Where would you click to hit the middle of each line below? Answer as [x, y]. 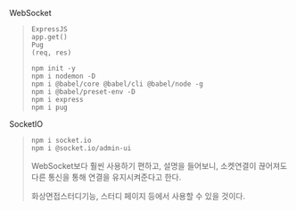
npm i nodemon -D [63, 76]
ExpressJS [49, 29]
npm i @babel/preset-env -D [83, 92]
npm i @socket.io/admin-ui [81, 148]
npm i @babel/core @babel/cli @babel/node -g [117, 84]
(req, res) [51, 53]
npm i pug [49, 107]
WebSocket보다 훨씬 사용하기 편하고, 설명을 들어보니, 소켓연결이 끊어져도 [159, 166]
